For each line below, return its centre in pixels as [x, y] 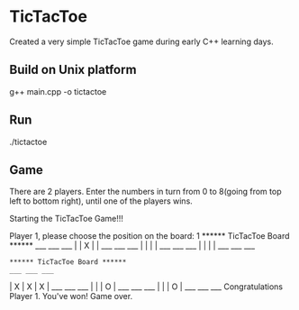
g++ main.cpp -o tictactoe [58, 91]
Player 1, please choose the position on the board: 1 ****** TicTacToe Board [149, 236]
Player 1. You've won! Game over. [71, 296]
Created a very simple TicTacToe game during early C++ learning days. [141, 41]
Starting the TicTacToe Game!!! [67, 219]
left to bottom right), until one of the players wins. [101, 201]
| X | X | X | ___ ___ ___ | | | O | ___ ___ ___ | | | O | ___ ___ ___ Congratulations [146, 287]
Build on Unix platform [73, 70]
